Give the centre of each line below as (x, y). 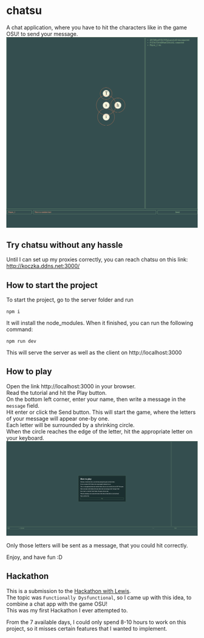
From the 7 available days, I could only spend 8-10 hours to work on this (96, 622)
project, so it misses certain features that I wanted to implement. (87, 628)
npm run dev (21, 341)
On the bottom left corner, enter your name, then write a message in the (96, 399)
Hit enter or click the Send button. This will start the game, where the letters (101, 412)
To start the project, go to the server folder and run (70, 300)
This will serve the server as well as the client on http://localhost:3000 (94, 352)
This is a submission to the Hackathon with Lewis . (69, 591)
